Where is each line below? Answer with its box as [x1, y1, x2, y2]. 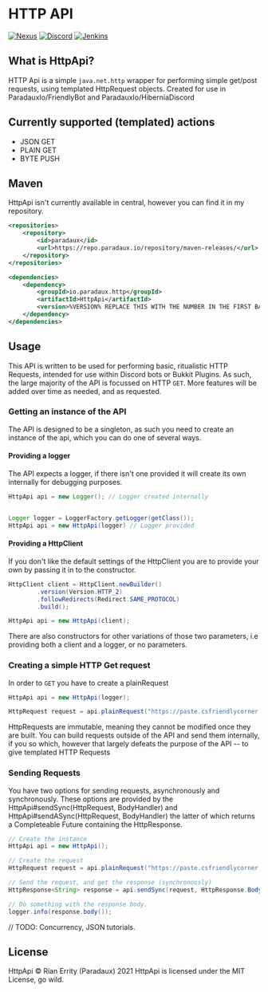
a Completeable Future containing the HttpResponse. [8, 819, 183, 829]
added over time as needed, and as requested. [8, 386, 162, 396]
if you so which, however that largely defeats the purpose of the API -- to [8, 739, 249, 749]
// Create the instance [8, 835, 88, 843]
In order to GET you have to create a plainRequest [8, 678, 169, 687]
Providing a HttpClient [8, 539, 84, 549]
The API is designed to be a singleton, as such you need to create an [8, 424, 235, 434]
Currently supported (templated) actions [8, 116, 215, 129]
